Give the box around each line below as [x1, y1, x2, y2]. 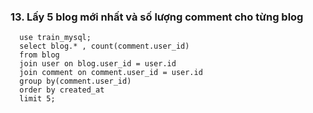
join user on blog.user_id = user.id [19, 59, 177, 69]
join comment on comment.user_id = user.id [19, 68, 203, 78]
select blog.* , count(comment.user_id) [19, 41, 190, 52]
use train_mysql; [19, 33, 92, 43]
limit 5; [19, 94, 56, 104]
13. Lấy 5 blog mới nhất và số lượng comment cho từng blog [10, 10, 304, 24]
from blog [19, 50, 60, 60]
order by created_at [19, 85, 105, 95]
